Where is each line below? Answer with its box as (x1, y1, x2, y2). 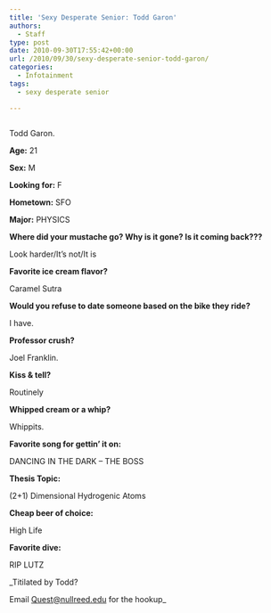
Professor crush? (9, 335, 75, 346)
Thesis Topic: (9, 473, 61, 484)
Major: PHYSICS (9, 214, 70, 225)
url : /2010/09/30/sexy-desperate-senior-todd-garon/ (9, 54, 209, 63)
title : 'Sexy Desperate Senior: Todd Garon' (9, 12, 177, 22)
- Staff (17, 29, 46, 38)
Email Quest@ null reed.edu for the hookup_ (9, 593, 167, 604)
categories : (9, 63, 53, 72)
